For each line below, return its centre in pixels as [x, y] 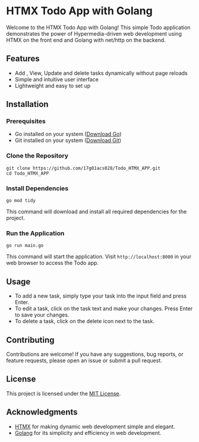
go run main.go [25, 246]
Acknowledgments [42, 412]
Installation [27, 104]
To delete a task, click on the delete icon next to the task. [84, 321]
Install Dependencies [37, 188]
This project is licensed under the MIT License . [64, 393]
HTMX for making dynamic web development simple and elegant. [95, 427]
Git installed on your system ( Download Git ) [68, 140]
